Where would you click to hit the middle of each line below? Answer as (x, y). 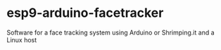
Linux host (22, 39)
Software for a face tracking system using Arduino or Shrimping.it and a (111, 32)
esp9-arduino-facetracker (85, 13)
